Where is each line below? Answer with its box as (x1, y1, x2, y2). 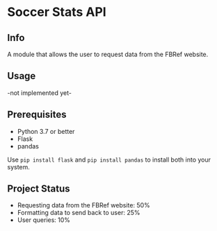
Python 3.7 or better (17, 127, 75, 135)
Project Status (7, 183, 71, 195)
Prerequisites (7, 109, 67, 121)
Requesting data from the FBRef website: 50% (17, 201, 151, 209)
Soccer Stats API (7, 4, 106, 20)
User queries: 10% (17, 216, 71, 224)
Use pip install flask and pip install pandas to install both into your (7, 155, 211, 164)
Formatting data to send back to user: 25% (17, 209, 140, 217)
